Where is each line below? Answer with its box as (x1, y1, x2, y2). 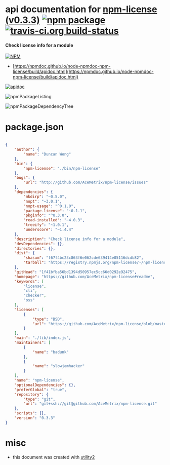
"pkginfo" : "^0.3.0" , (23, 213, 69, 218)
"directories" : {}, (14, 246, 56, 251)
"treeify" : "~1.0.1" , (23, 222, 69, 227)
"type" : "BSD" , (32, 317, 65, 322)
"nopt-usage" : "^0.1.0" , (23, 204, 76, 209)
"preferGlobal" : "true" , (14, 387, 67, 392)
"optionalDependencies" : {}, (14, 382, 76, 387)
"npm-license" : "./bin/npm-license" (23, 166, 101, 171)
